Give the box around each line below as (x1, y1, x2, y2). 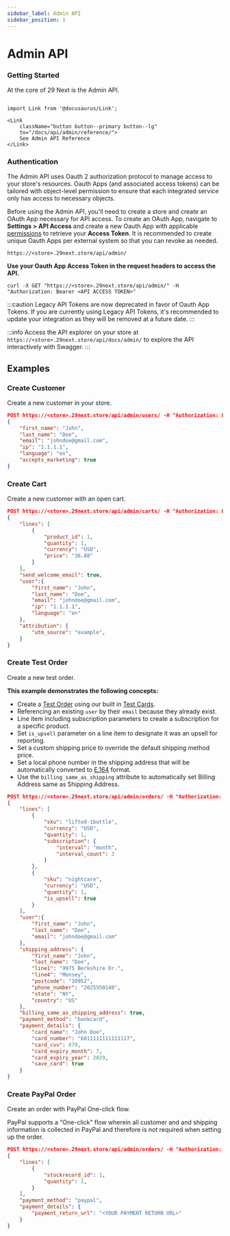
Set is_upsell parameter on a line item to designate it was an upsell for (16, 729, 218, 737)
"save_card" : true (31, 1061, 84, 1068)
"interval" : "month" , (55, 844, 118, 851)
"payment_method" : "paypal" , (19, 1197, 103, 1204)
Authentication (7, 157, 58, 166)
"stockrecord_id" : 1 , (43, 1172, 106, 1178)
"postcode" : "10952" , (31, 978, 94, 985)
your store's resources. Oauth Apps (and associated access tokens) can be (7, 179, 220, 188)
